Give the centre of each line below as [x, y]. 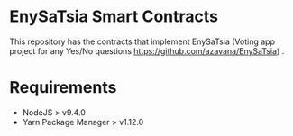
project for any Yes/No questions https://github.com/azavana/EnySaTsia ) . [147, 50]
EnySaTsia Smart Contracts [114, 17]
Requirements [63, 88]
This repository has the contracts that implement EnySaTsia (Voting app [142, 41]
